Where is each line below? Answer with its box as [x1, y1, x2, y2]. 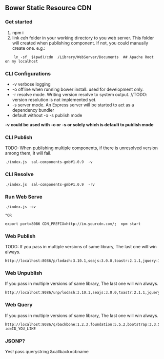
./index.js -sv [5, 204, 36, 209]
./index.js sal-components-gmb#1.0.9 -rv [5, 182, 95, 187]
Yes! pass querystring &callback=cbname [5, 349, 89, 355]
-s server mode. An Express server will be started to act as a [12, 102, 134, 108]
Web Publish [5, 233, 36, 239]
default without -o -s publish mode [12, 112, 82, 118]
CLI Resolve [5, 171, 34, 178]
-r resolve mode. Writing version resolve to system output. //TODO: [12, 91, 147, 97]
